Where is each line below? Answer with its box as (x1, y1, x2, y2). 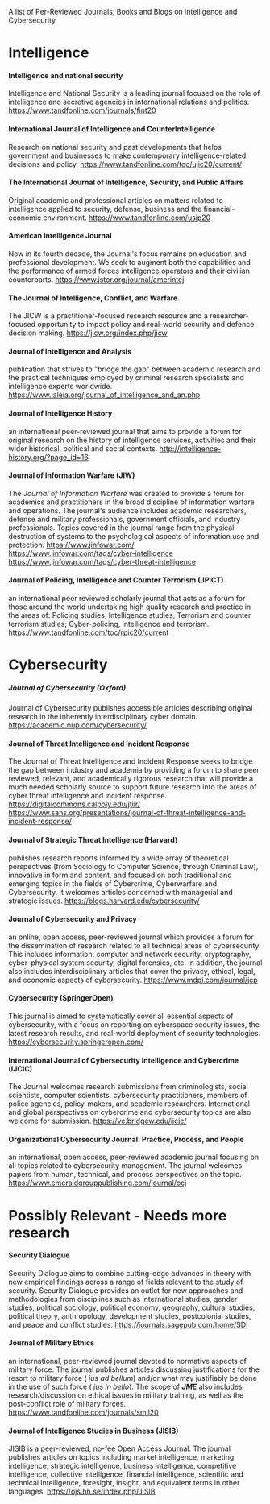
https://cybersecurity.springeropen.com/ (8, 1037, 143, 1046)
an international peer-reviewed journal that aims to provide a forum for (8, 426, 242, 436)
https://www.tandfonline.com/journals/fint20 (8, 106, 156, 115)
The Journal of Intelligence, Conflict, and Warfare (8, 293, 178, 303)
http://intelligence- (159, 443, 222, 454)
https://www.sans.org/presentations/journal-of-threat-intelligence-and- (8, 808, 247, 818)
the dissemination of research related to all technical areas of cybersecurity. (8, 940, 261, 950)
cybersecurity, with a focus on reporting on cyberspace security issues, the (8, 1019, 260, 1030)
